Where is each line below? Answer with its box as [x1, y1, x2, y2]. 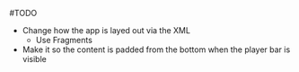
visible [22, 54, 47, 64]
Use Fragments [35, 35, 92, 45]
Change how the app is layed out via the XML [22, 25, 191, 35]
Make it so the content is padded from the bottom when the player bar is [22, 44, 291, 55]
